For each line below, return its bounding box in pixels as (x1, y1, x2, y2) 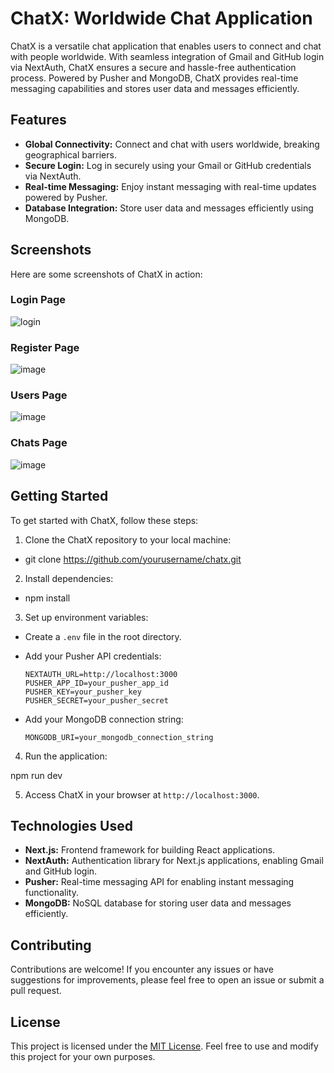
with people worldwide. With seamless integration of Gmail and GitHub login (10, 50, 325, 62)
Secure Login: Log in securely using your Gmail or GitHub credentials (24, 159, 312, 171)
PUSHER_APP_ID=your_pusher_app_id (24, 678, 169, 688)
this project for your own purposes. (10, 1051, 156, 1062)
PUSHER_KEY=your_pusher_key (24, 687, 142, 697)
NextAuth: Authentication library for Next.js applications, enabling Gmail (24, 855, 324, 867)
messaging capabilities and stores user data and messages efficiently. (10, 82, 300, 94)
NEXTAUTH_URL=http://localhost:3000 (24, 669, 178, 679)
